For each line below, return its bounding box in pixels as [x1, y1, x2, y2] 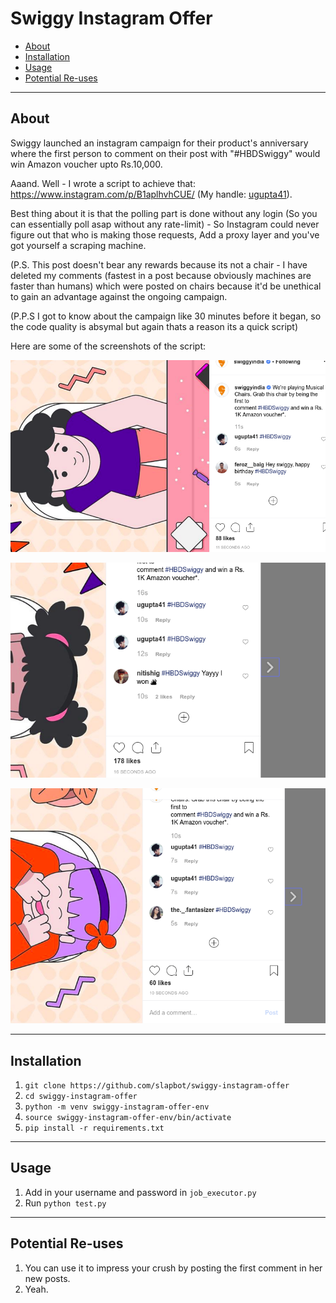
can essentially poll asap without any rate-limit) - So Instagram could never [10, 218, 320, 230]
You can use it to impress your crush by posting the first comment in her [24, 1262, 323, 1274]
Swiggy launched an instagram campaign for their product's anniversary [10, 137, 309, 149]
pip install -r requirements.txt [24, 1123, 165, 1133]
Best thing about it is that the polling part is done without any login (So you [10, 207, 318, 219]
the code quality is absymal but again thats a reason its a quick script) [10, 320, 299, 332]
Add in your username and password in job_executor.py [24, 1186, 257, 1198]
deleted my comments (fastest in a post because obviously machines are [10, 269, 312, 281]
